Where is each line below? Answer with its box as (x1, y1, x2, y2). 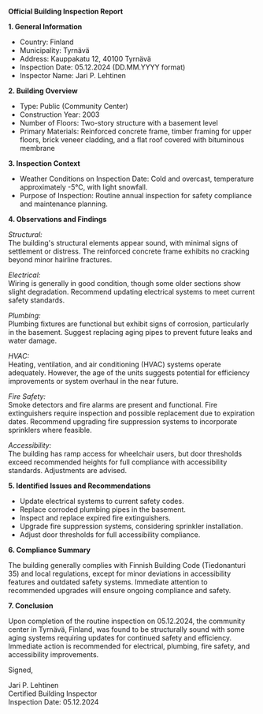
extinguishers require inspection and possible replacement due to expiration (8, 408, 255, 418)
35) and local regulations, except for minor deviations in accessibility (8, 569, 232, 578)
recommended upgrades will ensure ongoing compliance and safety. (8, 586, 232, 595)
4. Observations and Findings (8, 215, 107, 224)
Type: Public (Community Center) (19, 102, 128, 111)
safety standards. (8, 295, 65, 305)
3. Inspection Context (8, 159, 80, 168)
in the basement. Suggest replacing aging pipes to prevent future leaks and (8, 328, 253, 336)
